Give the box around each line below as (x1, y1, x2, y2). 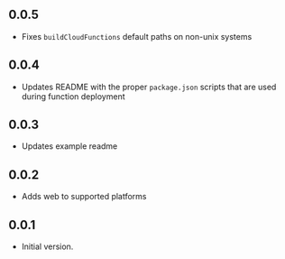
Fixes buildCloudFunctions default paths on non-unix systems (21, 31, 253, 42)
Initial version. (21, 241, 74, 252)
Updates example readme (21, 141, 118, 152)
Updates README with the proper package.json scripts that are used (21, 81, 277, 92)
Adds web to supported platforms (21, 191, 147, 202)
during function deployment (21, 90, 125, 102)
